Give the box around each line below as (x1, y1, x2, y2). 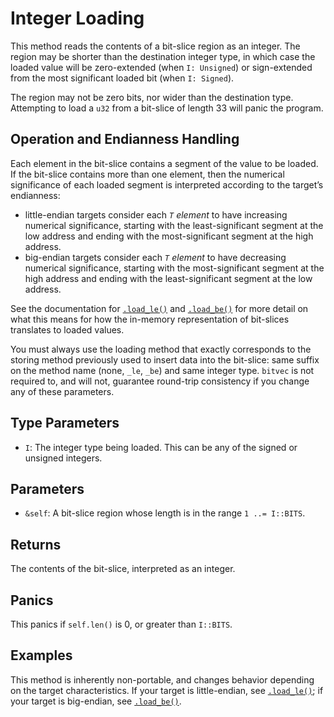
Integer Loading (10, 7, 145, 30)
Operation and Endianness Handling (10, 131, 240, 148)
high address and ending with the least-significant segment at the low (24, 272, 313, 284)
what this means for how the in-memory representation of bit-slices (10, 313, 290, 325)
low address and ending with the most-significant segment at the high (24, 230, 314, 242)
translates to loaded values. (10, 323, 125, 336)
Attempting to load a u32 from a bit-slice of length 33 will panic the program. (10, 102, 324, 114)
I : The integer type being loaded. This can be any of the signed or (24, 441, 298, 453)
